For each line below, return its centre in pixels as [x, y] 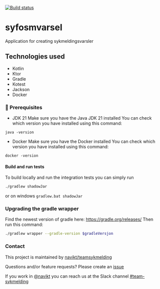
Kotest [19, 84]
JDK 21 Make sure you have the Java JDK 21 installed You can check [82, 118]
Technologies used [35, 57]
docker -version [22, 156]
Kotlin [18, 68]
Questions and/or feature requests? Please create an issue [64, 266]
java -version [20, 132]
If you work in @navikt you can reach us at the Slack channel [67, 276]
